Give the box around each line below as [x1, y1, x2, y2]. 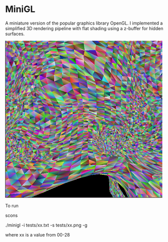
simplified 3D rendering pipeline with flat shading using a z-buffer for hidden [5, 25, 163, 31]
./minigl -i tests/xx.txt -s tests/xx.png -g [5, 222, 88, 228]
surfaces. [5, 31, 25, 37]
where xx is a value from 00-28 [5, 231, 70, 237]
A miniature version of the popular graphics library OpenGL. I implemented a [5, 20, 163, 26]
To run [5, 202, 19, 208]
